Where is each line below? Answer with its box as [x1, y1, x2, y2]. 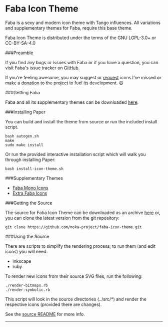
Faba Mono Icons [12, 185, 48, 191]
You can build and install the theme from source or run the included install [5, 118, 157, 124]
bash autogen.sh [5, 133, 39, 138]
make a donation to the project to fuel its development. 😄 [5, 80, 124, 86]
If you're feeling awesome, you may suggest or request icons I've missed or [5, 74, 161, 80]
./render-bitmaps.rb [5, 283, 48, 288]
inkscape [12, 258, 31, 264]
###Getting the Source [5, 200, 52, 206]
